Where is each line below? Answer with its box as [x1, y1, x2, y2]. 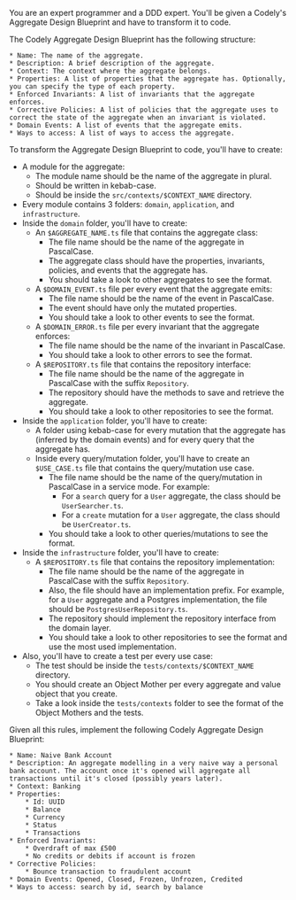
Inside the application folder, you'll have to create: [21, 415, 208, 426]
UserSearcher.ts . [61, 500, 124, 510]
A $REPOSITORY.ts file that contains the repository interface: [34, 359, 252, 369]
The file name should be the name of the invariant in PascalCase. [48, 340, 285, 351]
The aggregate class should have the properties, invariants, [48, 256, 265, 266]
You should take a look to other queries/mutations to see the [48, 529, 269, 539]
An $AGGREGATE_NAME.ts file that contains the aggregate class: [34, 228, 258, 237]
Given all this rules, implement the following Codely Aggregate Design [9, 725, 263, 734]
